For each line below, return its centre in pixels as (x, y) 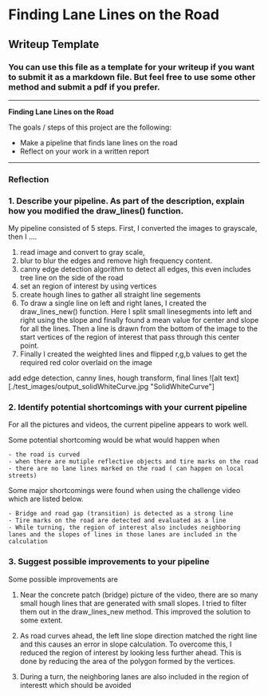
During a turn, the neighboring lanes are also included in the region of (134, 676)
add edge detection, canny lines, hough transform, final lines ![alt (115, 378)
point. (30, 346)
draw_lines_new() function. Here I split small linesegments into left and (136, 312)
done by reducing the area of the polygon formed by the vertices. (127, 661)
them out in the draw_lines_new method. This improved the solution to (135, 611)
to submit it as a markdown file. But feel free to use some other (132, 77)
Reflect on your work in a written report (85, 151)
